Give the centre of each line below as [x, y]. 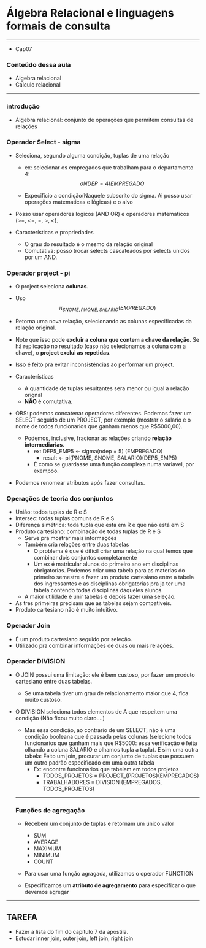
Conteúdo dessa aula [39, 64]
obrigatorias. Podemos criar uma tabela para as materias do [109, 571]
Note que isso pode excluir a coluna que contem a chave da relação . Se [107, 339]
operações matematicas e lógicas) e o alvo [78, 202]
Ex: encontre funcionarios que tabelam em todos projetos [106, 769]
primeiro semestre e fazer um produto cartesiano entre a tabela [114, 577]
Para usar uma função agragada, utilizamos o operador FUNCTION [109, 874]
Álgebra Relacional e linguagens [90, 13]
